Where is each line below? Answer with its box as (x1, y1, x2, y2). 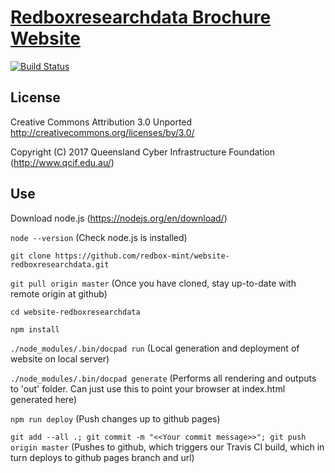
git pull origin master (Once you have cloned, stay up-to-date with (10, 277, 297, 289)
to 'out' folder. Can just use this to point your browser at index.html (10, 382, 286, 395)
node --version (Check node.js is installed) (10, 231, 188, 243)
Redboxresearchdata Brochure (10, 6, 272, 29)
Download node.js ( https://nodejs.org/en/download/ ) (10, 212, 228, 224)
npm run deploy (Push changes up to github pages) (10, 412, 221, 425)
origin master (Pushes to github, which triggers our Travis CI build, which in (10, 441, 325, 453)
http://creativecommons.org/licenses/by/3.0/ (10, 126, 195, 138)
